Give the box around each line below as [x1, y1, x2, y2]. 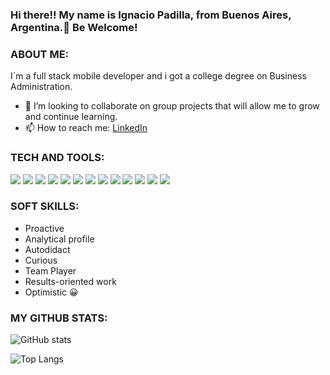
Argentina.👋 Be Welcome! [10, 20, 138, 34]
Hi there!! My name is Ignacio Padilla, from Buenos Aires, [10, 8, 292, 22]
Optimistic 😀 [24, 286, 79, 298]
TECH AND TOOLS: [10, 151, 105, 165]
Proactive [24, 222, 65, 234]
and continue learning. [24, 111, 118, 123]
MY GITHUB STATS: [10, 311, 108, 325]
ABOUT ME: [10, 47, 70, 61]
